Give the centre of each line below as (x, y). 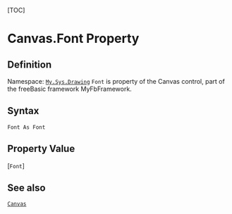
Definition (29, 64)
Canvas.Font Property (73, 39)
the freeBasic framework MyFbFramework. (69, 89)
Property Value (41, 149)
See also (26, 188)
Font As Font (26, 127)
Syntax (23, 111)
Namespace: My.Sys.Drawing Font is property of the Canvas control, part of (116, 81)
